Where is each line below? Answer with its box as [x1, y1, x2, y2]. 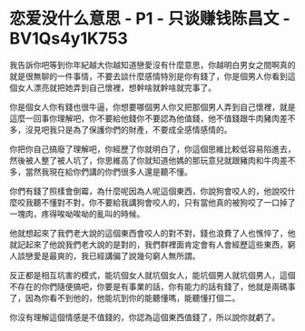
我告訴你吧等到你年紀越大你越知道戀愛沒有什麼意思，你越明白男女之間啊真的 [9, 59, 296, 70]
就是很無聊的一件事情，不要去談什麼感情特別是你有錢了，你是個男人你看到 [9, 70, 288, 82]
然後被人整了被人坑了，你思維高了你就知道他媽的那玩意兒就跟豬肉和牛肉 [9, 155, 280, 165]
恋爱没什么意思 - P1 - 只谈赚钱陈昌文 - [9, 8, 290, 29]
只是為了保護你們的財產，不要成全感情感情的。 [56, 124, 232, 135]
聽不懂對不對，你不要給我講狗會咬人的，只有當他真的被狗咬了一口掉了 [33, 196, 296, 207]
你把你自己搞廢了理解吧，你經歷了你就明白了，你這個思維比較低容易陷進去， [9, 143, 296, 155]
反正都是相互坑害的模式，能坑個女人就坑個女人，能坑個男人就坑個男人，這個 [9, 269, 296, 280]
